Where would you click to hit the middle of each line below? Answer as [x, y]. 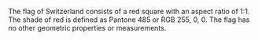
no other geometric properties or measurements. [87, 28]
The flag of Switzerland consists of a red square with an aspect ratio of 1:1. [129, 11]
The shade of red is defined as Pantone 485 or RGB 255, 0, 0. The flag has [129, 20]
